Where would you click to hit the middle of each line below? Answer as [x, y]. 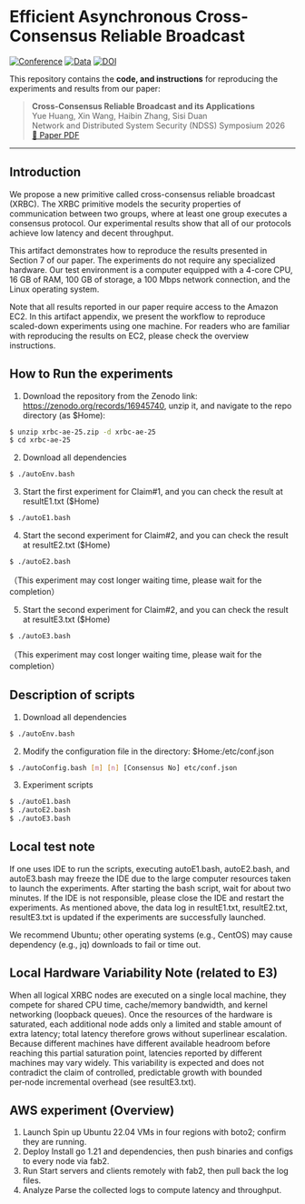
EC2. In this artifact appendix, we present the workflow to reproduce [138, 316]
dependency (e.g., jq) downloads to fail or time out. [105, 944]
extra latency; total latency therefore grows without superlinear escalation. [148, 1033]
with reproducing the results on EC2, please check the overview [129, 336]
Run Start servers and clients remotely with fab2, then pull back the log [155, 1171]
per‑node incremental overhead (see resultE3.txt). [103, 1082]
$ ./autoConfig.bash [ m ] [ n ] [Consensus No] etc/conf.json [123, 768]
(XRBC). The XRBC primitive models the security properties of [125, 204]
